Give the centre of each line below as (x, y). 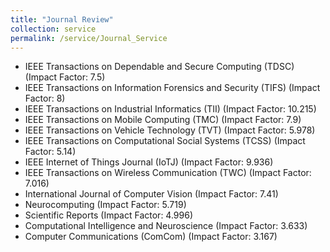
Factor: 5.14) (50, 152)
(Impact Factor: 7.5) (65, 77)
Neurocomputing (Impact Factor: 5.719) (105, 205)
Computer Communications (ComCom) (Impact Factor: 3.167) (151, 237)
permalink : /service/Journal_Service (89, 38)
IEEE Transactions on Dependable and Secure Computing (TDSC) (159, 67)
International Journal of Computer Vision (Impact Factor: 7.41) (151, 194)
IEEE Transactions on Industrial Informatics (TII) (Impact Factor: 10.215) (170, 109)
